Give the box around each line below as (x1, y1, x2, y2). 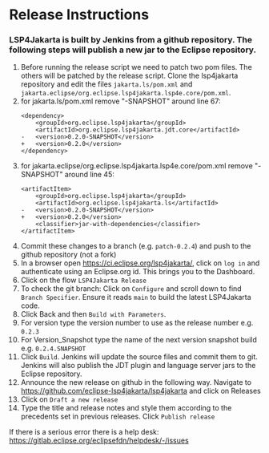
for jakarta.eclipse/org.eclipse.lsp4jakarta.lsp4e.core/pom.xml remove (20, 161, 253, 171)
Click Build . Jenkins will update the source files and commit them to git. (20, 352, 259, 362)
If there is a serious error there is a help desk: (9, 427, 159, 437)
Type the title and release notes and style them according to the (20, 403, 232, 413)
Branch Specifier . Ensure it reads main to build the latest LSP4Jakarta (20, 293, 251, 302)
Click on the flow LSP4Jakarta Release (20, 275, 147, 285)
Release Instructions (9, 6, 150, 24)
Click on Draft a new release (20, 394, 118, 404)
